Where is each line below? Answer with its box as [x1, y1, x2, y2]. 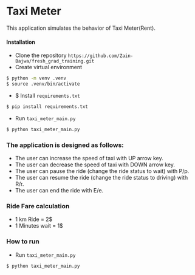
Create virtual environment [15, 64, 83, 71]
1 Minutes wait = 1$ [15, 222, 64, 229]
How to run [6, 237, 39, 246]
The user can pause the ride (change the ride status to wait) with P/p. [15, 167, 190, 174]
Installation [6, 38, 35, 46]
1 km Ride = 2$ [15, 216, 53, 223]
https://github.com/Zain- [67, 53, 134, 59]
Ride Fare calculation [6, 202, 70, 210]
